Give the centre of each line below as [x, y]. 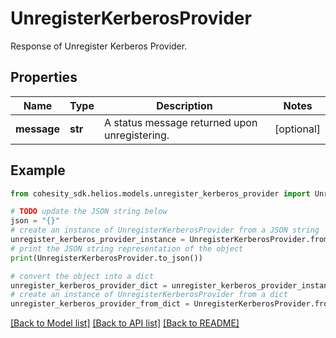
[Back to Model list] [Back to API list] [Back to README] [125, 323]
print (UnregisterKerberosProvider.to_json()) [106, 258]
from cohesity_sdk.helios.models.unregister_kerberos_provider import [160, 193]
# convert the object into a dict [82, 276]
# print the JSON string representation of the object [127, 248]
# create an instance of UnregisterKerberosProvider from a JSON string [165, 230]
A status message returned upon [180, 122]
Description [184, 105]
